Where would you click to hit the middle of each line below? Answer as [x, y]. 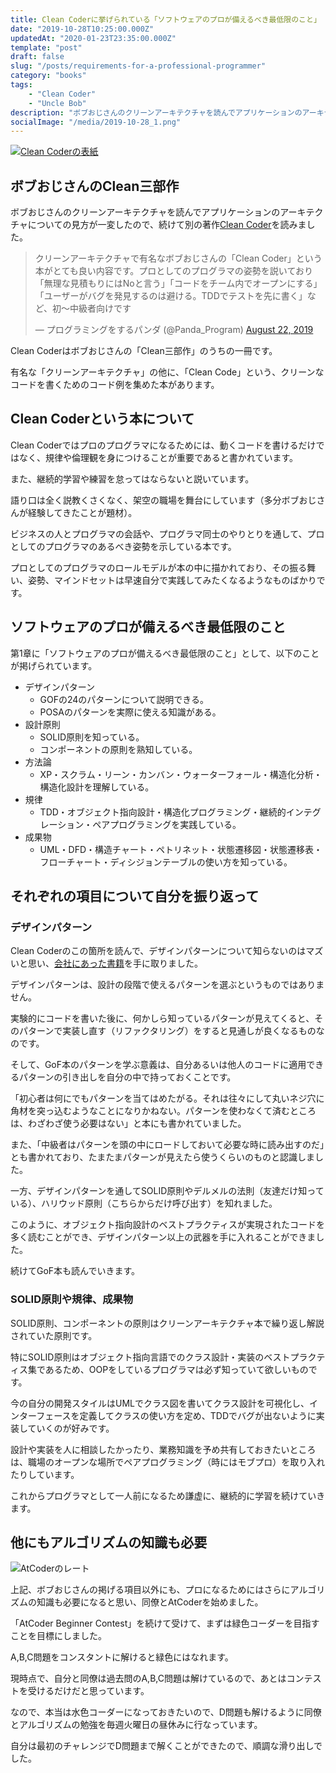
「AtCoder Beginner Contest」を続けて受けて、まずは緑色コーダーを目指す [165, 1623]
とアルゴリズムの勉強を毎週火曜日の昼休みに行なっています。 [136, 1725]
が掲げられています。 [54, 665]
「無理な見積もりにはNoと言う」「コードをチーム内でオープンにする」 [178, 283]
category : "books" [48, 76]
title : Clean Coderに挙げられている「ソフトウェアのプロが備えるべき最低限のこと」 [166, 19]
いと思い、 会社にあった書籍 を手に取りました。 [106, 963]
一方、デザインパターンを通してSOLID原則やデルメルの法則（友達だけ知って [167, 1191]
